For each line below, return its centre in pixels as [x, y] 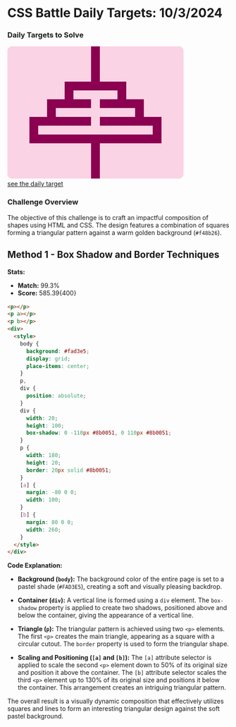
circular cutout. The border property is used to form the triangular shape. [123, 644]
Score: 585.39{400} [47, 293]
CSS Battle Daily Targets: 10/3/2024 [115, 13]
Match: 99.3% [38, 285]
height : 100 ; [45, 426]
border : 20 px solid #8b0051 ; [69, 470]
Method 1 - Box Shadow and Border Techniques [113, 255]
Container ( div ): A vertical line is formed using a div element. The [113, 600]
